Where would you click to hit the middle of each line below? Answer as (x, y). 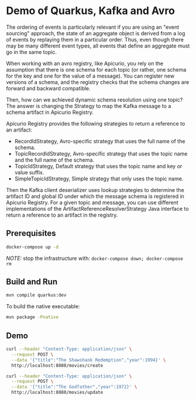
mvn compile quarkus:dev (36, 295)
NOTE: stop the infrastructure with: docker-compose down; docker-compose (94, 258)
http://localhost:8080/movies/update (57, 392)
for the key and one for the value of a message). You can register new (90, 76)
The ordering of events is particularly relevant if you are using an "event (93, 27)
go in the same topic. (31, 52)
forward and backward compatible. (48, 88)
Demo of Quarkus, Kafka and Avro (91, 11)
